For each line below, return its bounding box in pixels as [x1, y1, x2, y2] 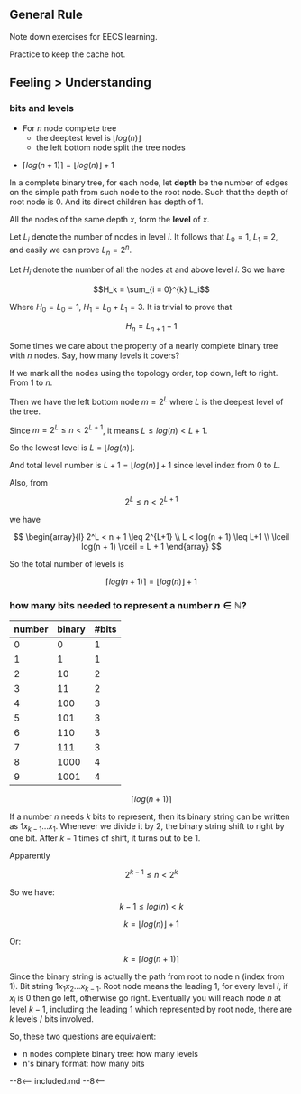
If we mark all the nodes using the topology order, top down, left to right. [9, 368, 278, 379]
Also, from [9, 477, 48, 488]
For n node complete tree [22, 122, 117, 134]
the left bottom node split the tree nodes [35, 142, 187, 153]
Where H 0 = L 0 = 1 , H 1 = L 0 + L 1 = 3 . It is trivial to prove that [9, 301, 233, 315]
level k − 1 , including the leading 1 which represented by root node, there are [9, 1004, 293, 1015]
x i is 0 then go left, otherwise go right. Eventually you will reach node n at [9, 992, 282, 1005]
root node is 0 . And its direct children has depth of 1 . [9, 196, 205, 207]
